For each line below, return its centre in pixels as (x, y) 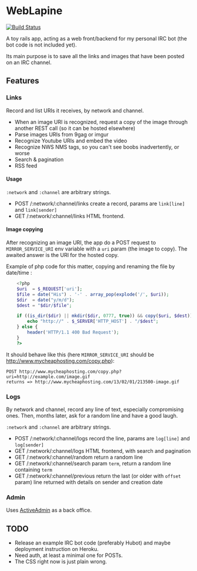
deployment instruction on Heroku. (57, 549)
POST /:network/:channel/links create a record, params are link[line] (100, 203)
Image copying (25, 229)
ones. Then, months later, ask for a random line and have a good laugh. (92, 415)
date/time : (19, 273)
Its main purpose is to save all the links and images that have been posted (95, 56)
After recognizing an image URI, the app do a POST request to (81, 243)
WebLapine (34, 11)
